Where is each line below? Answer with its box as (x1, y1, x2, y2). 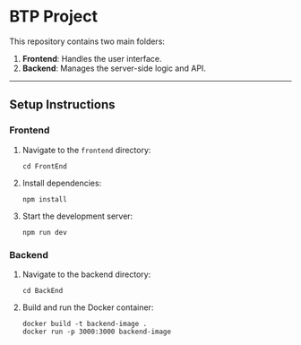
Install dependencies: (21, 177, 102, 188)
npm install (21, 194, 67, 203)
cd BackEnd (21, 286, 64, 295)
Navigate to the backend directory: (21, 269, 151, 280)
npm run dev (21, 228, 67, 237)
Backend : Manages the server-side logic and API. (21, 63, 206, 73)
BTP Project (9, 6, 99, 27)
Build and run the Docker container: (21, 302, 154, 313)
